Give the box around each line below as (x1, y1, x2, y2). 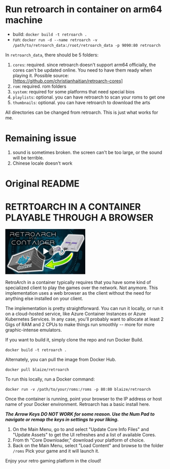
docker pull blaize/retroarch (5, 367, 70, 372)
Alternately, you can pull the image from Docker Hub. (5, 356, 117, 362)
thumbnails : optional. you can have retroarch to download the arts (12, 99, 151, 105)
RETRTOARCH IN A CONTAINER (5, 201, 141, 213)
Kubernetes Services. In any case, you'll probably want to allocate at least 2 (5, 316, 164, 322)
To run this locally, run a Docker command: (5, 376, 95, 382)
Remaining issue (5, 133, 77, 144)
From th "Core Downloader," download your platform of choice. (12, 437, 145, 443)
